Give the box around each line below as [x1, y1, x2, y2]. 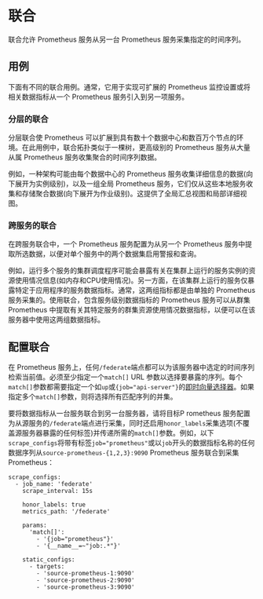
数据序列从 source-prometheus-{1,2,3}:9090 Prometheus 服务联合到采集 [8, 448, 239, 458]
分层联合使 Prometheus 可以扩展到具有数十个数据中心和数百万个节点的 [8, 133, 237, 142]
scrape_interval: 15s [22, 488, 93, 495]
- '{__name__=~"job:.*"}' [36, 542, 122, 550]
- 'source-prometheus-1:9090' [36, 570, 135, 578]
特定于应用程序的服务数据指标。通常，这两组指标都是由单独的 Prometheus [14, 286, 256, 295]
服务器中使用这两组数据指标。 [8, 315, 104, 324]
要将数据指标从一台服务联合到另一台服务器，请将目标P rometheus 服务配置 [8, 409, 251, 418]
